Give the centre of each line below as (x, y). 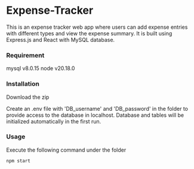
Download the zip (28, 97)
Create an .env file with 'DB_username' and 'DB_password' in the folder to (97, 108)
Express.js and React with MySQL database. (61, 40)
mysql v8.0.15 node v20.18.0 (41, 68)
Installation (23, 84)
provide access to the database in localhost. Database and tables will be (95, 115)
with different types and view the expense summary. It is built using (89, 33)
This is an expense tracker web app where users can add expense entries (97, 27)
